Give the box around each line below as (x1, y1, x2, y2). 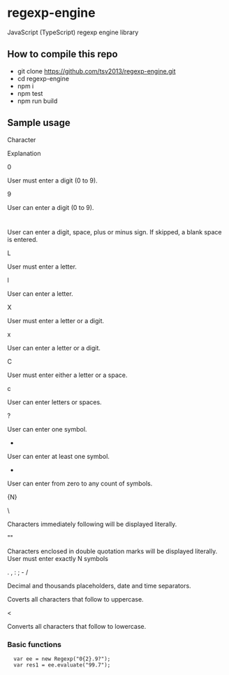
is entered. (7, 235, 38, 243)
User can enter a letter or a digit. (7, 343, 101, 352)
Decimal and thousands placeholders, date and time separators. (7, 581, 191, 590)
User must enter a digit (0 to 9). (7, 176, 98, 185)
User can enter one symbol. (7, 425, 87, 433)
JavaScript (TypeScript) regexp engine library (7, 28, 139, 36)
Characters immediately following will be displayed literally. (7, 520, 177, 528)
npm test (17, 89, 43, 97)
